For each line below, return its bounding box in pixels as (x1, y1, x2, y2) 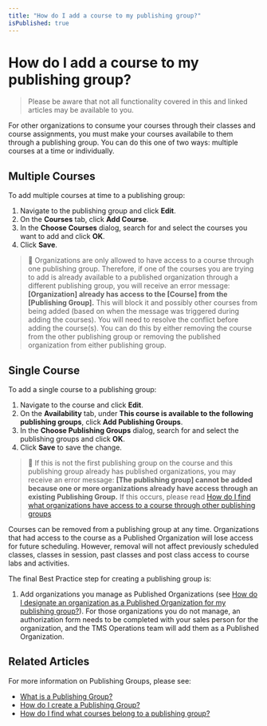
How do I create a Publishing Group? (19, 700, 141, 709)
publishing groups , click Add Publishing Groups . (19, 417, 183, 427)
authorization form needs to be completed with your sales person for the (19, 615, 259, 625)
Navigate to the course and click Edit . (19, 400, 143, 410)
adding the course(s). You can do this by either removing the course (27, 323, 253, 333)
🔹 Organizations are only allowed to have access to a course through (27, 256, 254, 265)
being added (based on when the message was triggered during (27, 307, 240, 316)
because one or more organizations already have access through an (27, 484, 258, 494)
